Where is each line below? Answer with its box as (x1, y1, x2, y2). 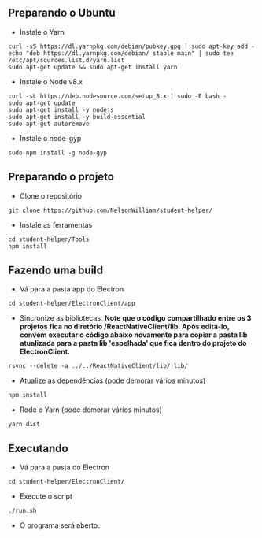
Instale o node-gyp (19, 133, 82, 143)
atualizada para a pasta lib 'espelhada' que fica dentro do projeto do (19, 339, 247, 348)
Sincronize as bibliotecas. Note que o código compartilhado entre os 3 (19, 314, 252, 323)
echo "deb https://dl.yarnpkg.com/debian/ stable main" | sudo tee (8, 49, 234, 58)
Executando (8, 441, 68, 455)
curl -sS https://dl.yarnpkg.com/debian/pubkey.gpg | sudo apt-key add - (8, 43, 256, 50)
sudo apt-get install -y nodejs (8, 106, 114, 113)
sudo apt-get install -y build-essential (8, 113, 146, 121)
